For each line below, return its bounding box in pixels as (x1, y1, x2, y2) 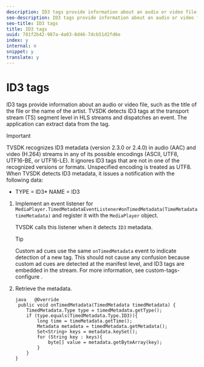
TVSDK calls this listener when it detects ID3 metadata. (15, 223, 153, 230)
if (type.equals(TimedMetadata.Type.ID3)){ (26, 312, 138, 319)
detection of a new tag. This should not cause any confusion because (15, 254, 190, 261)
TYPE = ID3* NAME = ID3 (15, 188, 80, 195)
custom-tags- (145, 266, 180, 274)
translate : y (6, 54, 39, 60)
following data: (6, 176, 44, 184)
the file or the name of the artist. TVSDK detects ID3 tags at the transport (6, 107, 189, 115)
